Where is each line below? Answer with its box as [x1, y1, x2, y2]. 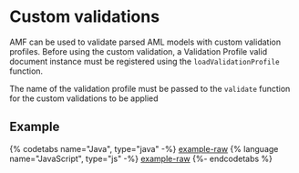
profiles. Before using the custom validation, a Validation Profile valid [9, 46, 267, 56]
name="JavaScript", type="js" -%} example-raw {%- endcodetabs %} [9, 153, 273, 164]
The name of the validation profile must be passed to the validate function [9, 83, 291, 94]
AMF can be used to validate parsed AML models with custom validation [9, 36, 281, 47]
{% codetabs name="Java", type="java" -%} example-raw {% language [9, 143, 279, 154]
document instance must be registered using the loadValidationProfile [9, 56, 280, 66]
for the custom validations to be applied [9, 93, 159, 104]
